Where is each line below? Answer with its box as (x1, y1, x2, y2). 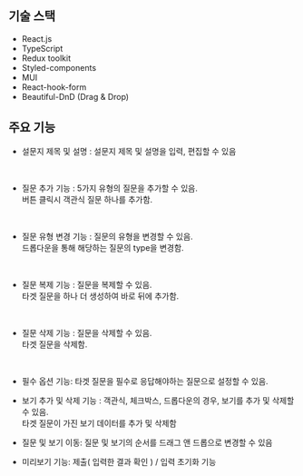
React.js (21, 33, 53, 44)
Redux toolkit (21, 53, 72, 64)
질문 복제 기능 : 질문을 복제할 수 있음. (21, 279, 152, 290)
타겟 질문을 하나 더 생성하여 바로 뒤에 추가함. (21, 290, 180, 302)
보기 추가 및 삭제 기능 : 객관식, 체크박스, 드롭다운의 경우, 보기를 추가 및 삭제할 (21, 394, 295, 406)
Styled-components (21, 62, 97, 73)
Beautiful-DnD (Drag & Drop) (21, 91, 129, 102)
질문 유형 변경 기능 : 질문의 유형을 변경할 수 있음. (21, 231, 193, 242)
